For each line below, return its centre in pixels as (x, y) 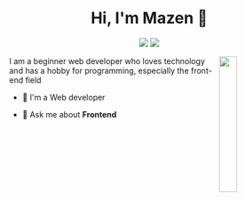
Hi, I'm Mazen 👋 (149, 18)
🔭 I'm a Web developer (63, 97)
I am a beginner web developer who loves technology (107, 60)
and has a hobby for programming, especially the (99, 70)
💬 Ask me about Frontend (69, 114)
